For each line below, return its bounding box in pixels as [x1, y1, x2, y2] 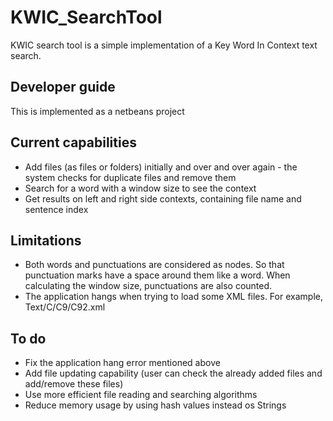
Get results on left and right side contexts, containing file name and [24, 192, 302, 205]
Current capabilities [10, 134, 137, 151]
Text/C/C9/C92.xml [24, 301, 106, 313]
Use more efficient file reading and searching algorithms [24, 389, 258, 401]
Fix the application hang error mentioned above [24, 357, 221, 369]
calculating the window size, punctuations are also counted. [24, 280, 273, 292]
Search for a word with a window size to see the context [24, 182, 257, 194]
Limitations [10, 232, 82, 249]
